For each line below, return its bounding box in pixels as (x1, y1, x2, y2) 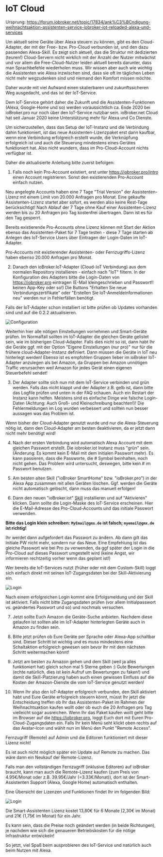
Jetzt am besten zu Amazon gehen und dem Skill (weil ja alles (12, 658, 136, 664)
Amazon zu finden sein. (12, 624, 60, 630)
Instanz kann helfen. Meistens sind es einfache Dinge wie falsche (12, 395, 144, 400)
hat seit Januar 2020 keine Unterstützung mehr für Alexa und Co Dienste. (5, 115, 153, 120)
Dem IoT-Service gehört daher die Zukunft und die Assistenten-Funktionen (5, 99, 155, 105)
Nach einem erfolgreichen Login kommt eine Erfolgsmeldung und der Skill (5, 594, 153, 600)
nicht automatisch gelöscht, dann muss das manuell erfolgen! (12, 485, 136, 491)
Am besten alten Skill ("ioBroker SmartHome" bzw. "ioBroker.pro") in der (12, 475, 157, 481)
